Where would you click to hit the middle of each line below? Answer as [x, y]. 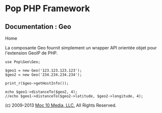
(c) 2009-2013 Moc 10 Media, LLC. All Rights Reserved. [61, 105]
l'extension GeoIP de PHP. [31, 53]
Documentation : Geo [38, 27]
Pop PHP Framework [47, 9]
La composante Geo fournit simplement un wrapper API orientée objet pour [81, 48]
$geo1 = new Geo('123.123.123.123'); [44, 70]
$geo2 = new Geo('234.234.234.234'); [44, 75]
